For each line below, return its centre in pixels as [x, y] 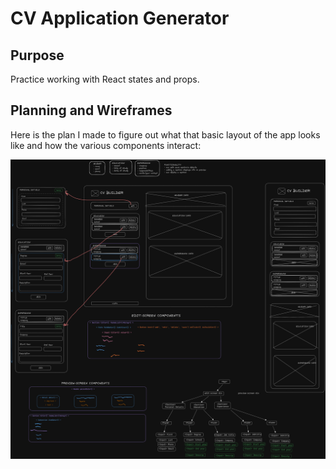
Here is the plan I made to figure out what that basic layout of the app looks [165, 134]
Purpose [37, 55]
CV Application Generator [120, 18]
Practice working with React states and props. [105, 79]
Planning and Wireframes [91, 110]
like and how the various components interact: [106, 145]
